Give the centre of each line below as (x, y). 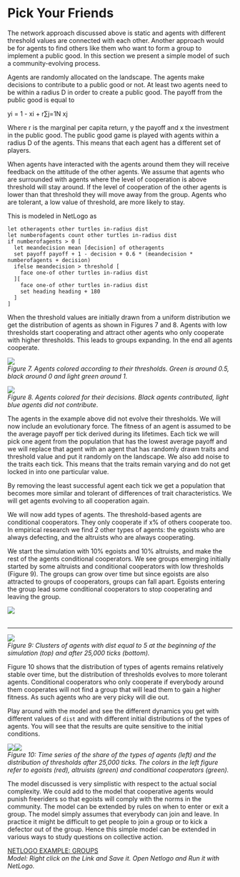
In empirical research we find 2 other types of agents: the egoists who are (116, 529)
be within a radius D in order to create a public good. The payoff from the (115, 92)
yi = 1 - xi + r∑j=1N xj (37, 114)
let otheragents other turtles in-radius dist (78, 229)
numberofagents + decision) (49, 260)
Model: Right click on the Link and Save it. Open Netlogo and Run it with (114, 858)
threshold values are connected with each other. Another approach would (116, 40)
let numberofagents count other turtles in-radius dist (92, 235)
